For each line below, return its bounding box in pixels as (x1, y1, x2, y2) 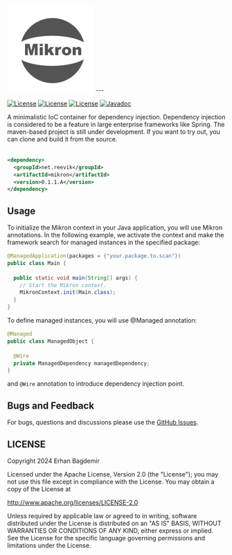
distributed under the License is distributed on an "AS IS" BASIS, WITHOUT (7, 519, 222, 527)
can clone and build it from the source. (7, 135, 118, 143)
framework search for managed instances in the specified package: (7, 238, 201, 247)
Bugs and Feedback (7, 400, 95, 411)
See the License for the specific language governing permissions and (7, 533, 206, 542)
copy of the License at (7, 484, 71, 493)
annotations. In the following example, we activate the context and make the (7, 231, 224, 239)
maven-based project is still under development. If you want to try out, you (7, 128, 220, 136)
